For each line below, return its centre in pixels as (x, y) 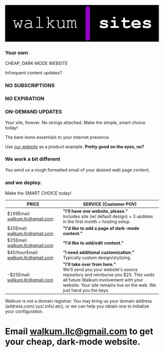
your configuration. (24, 311)
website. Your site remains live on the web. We (109, 285)
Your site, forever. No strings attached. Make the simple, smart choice (75, 122)
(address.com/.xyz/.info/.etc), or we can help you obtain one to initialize (77, 306)
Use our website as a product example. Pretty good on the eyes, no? (75, 147)
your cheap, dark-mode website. (73, 341)
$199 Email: (19, 214)
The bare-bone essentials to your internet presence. (58, 137)
